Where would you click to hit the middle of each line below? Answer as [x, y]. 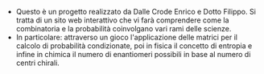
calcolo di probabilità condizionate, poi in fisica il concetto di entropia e [134, 46]
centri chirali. [38, 63]
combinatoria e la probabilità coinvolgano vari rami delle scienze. [124, 29]
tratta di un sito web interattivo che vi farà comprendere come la [122, 20]
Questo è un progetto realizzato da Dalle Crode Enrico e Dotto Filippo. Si [136, 12]
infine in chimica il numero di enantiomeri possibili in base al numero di [133, 54]
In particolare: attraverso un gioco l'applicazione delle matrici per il [126, 37]
